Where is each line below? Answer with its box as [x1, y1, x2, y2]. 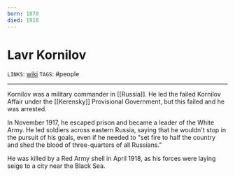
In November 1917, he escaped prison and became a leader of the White [7, 118, 215, 127]
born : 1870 [7, 10, 39, 17]
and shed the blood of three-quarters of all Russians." [7, 141, 162, 149]
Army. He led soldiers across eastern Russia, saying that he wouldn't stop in [7, 126, 226, 134]
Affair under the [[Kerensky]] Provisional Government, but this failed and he [7, 97, 225, 106]
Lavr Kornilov [7, 47, 87, 63]
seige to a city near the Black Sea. [7, 162, 106, 170]
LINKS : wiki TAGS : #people [7, 70, 80, 78]
